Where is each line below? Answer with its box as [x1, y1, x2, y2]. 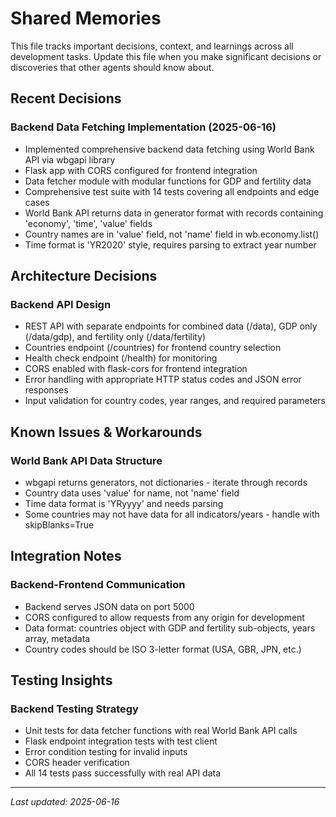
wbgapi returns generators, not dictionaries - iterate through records [24, 477, 308, 488]
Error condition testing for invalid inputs [24, 746, 188, 758]
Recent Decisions [10, 90, 122, 107]
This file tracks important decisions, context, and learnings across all [10, 40, 294, 52]
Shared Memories [10, 7, 162, 30]
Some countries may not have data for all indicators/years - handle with [24, 508, 320, 520]
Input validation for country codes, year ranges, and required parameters [24, 395, 326, 407]
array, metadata [24, 632, 91, 644]
